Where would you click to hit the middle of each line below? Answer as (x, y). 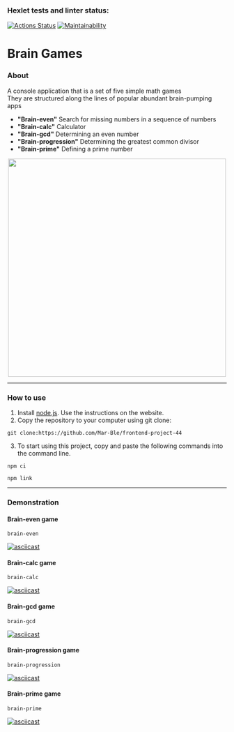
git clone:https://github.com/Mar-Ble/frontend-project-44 (95, 433)
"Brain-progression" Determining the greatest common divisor (108, 141)
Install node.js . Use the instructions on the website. (91, 413)
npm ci (17, 466)
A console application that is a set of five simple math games (94, 91)
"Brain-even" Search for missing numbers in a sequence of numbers (117, 119)
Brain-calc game (32, 562)
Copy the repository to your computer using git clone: (94, 420)
